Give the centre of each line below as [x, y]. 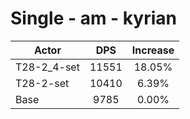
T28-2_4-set [47, 67]
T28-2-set [42, 83]
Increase [153, 50]
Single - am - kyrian [93, 18]
